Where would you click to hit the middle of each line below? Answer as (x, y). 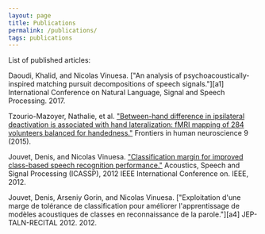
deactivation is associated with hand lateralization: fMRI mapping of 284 (126, 125)
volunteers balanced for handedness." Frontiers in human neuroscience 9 (128, 133)
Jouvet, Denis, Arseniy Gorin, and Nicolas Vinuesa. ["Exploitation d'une (125, 198)
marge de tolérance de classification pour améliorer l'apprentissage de (124, 206)
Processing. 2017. (37, 101)
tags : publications (40, 38)
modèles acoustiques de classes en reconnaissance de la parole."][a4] (124, 214)
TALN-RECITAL (33, 223)
